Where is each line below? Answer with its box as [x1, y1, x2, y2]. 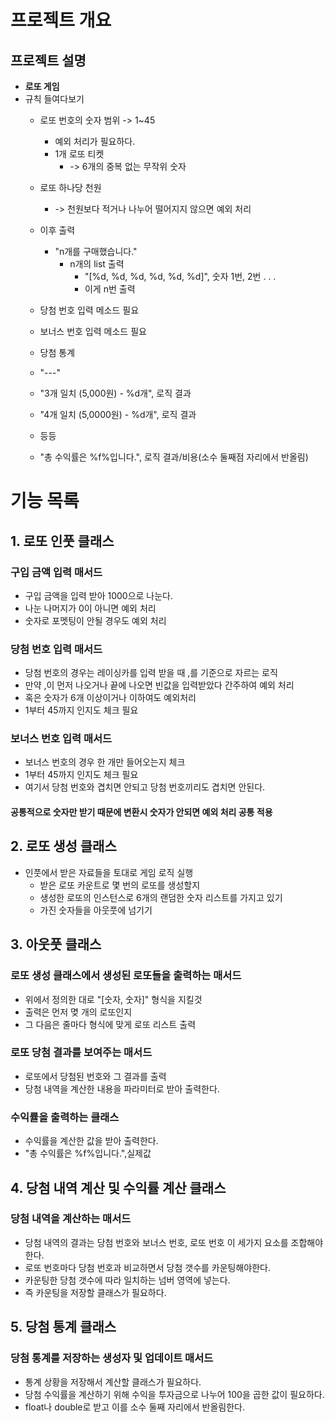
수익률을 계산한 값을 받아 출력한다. [24, 1135, 159, 1147]
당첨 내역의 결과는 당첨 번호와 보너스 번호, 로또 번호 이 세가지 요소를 [24, 1236, 289, 1248]
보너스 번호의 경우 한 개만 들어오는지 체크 [24, 756, 186, 768]
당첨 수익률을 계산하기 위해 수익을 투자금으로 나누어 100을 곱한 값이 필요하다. [24, 1388, 325, 1400]
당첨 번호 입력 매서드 [10, 642, 103, 656]
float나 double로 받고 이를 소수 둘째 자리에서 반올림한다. [24, 1401, 246, 1413]
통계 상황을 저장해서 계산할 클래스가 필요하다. [24, 1376, 202, 1388]
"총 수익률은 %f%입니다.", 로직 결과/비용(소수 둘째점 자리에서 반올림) [39, 451, 309, 463]
